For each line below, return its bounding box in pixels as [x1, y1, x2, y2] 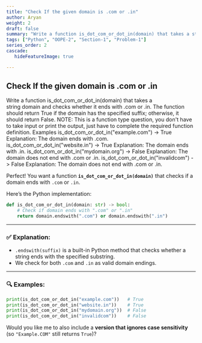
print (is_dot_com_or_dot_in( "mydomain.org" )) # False [6, 308, 147, 314]
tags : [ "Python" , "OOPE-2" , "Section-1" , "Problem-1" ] [6, 37, 147, 43]
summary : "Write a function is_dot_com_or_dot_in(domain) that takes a [6, 31, 189, 37]
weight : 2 [6, 20, 31, 26]
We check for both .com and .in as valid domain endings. [14, 260, 157, 267]
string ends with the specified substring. [14, 253, 115, 260]
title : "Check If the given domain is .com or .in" [6, 8, 138, 15]
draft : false [6, 25, 39, 32]
